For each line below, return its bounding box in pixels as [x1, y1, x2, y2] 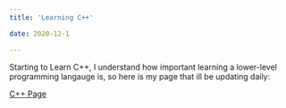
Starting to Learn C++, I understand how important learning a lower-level [9, 62, 277, 72]
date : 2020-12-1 [9, 29, 70, 38]
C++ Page [9, 88, 47, 99]
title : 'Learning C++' [9, 12, 94, 22]
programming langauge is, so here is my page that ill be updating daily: [9, 71, 271, 81]
